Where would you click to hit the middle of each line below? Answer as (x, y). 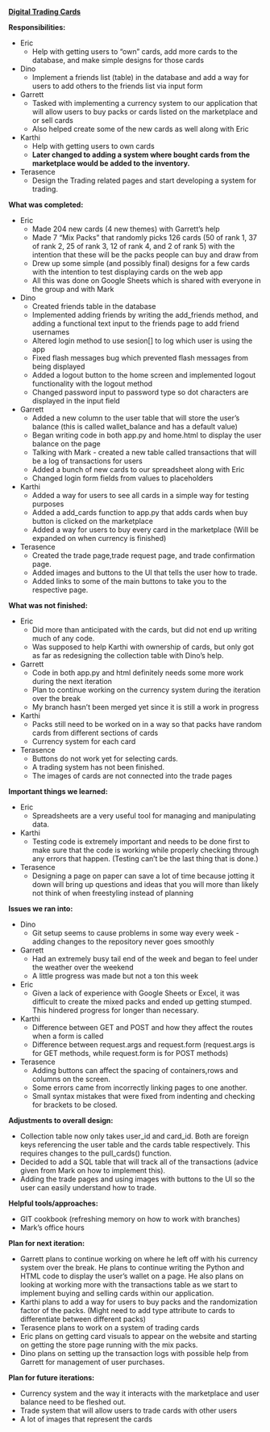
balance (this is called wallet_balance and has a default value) (135, 427)
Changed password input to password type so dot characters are (140, 392)
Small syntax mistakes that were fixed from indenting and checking (143, 1096)
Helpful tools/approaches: (53, 1203)
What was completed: (46, 205)
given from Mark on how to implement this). (93, 1170)
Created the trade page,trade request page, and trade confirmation (143, 555)
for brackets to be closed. (75, 1105)
